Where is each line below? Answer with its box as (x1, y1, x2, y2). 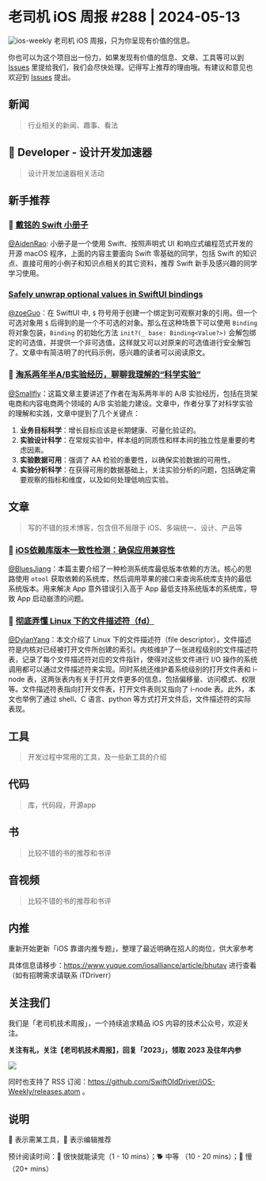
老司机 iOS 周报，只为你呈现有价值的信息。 (54, 36, 195, 45)
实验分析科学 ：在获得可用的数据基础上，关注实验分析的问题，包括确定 (19, 465, 249, 474)
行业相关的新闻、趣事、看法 (27, 120, 119, 130)
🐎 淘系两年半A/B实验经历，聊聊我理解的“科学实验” (8, 369, 201, 380)
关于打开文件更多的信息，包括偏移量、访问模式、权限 (82, 675, 256, 684)
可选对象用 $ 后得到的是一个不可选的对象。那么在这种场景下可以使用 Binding (8, 318, 258, 327)
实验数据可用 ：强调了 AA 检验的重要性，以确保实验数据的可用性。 (19, 455, 235, 464)
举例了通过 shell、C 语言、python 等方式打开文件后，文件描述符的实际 (21, 695, 252, 704)
